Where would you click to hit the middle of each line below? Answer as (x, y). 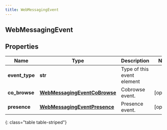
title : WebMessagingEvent (32, 10)
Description (135, 61)
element (130, 81)
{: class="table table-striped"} (36, 122)
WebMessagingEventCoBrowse (78, 92)
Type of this (135, 69)
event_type (21, 75)
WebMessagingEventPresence (77, 107)
